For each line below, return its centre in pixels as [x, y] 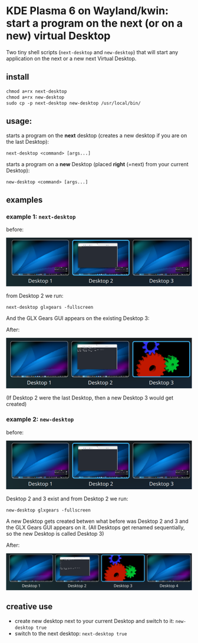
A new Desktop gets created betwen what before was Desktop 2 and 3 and [97, 521]
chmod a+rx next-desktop [37, 91]
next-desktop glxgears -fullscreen [50, 308]
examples [24, 200]
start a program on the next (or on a [95, 23]
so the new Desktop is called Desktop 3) [55, 533]
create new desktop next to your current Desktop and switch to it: [94, 621]
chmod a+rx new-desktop [35, 97]
